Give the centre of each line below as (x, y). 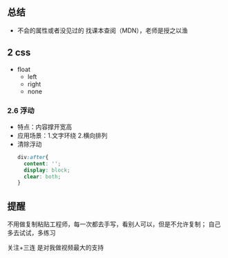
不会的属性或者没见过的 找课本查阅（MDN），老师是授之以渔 (103, 30)
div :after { (33, 157)
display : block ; (47, 170)
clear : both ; (42, 176)
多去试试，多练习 (31, 233)
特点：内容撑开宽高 (45, 127)
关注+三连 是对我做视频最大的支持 (56, 248)
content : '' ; (42, 164)
